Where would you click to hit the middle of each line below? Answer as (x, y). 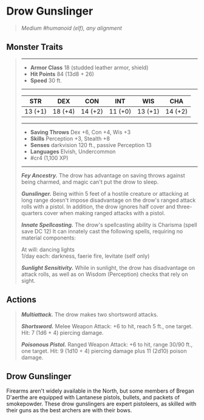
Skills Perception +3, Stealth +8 (70, 139)
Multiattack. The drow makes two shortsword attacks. (90, 314)
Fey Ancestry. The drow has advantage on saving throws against (103, 175)
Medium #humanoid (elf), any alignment (72, 28)
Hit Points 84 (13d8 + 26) (62, 74)
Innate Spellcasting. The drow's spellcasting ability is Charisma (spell (109, 225)
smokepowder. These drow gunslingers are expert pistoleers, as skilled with (101, 404)
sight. (28, 280)
